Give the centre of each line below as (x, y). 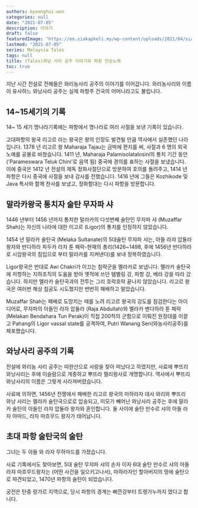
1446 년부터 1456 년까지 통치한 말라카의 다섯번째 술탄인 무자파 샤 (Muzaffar (94, 219)
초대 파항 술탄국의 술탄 (45, 436)
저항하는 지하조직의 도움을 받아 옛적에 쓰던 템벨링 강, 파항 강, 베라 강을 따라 (98, 274)
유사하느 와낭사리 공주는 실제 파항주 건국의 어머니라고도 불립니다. (87, 91)
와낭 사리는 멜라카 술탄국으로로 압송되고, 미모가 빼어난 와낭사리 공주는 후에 (92, 401)
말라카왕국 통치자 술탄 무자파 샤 (60, 204)
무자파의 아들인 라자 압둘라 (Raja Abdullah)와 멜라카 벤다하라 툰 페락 (102, 309)
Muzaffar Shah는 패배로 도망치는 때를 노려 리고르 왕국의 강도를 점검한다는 (91, 301)
